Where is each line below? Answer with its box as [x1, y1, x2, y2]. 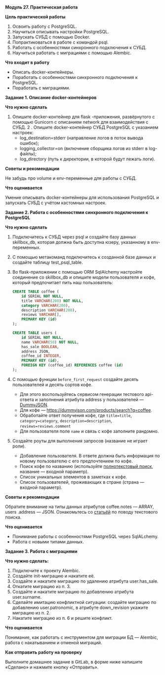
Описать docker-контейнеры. [12, 69, 75, 75]
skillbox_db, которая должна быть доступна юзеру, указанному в [12, 239, 150, 245]
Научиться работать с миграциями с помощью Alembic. [12, 50, 132, 56]
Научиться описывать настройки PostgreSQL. [12, 29, 110, 34]
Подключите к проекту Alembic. [12, 567, 80, 573]
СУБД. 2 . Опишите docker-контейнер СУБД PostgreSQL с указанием [12, 124, 159, 130]
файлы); [19, 151, 37, 156]
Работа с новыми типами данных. [12, 538, 84, 544]
